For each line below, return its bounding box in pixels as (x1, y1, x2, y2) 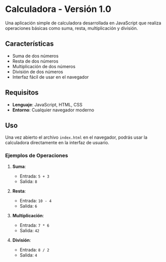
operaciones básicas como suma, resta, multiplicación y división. (5, 25, 138, 31)
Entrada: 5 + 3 (19, 173, 50, 179)
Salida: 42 (19, 227, 40, 233)
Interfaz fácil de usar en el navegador (12, 74, 89, 80)
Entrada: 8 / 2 (19, 247, 50, 253)
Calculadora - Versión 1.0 (5, 3, 111, 15)
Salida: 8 (19, 178, 37, 184)
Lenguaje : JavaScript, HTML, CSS (12, 101, 83, 107)
